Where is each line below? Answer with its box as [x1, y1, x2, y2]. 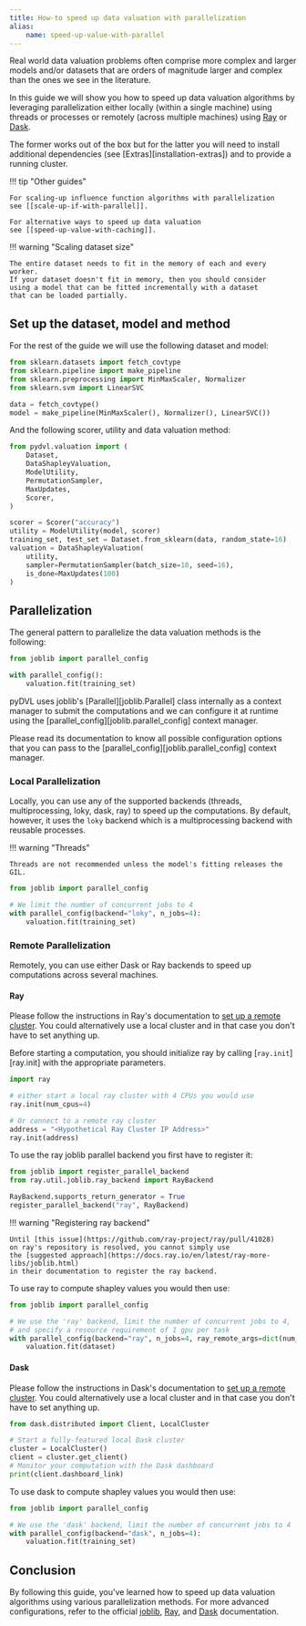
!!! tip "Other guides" [9, 176, 87, 187]
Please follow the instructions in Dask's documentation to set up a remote [9, 1383, 286, 1393]
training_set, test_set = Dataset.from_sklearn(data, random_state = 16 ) [9, 535, 287, 544]
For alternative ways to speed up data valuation [9, 218, 202, 227]
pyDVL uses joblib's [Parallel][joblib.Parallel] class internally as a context [9, 695, 282, 707]
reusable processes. [9, 824, 87, 835]
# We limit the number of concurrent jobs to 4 [9, 900, 194, 910]
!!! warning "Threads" [9, 843, 90, 854]
